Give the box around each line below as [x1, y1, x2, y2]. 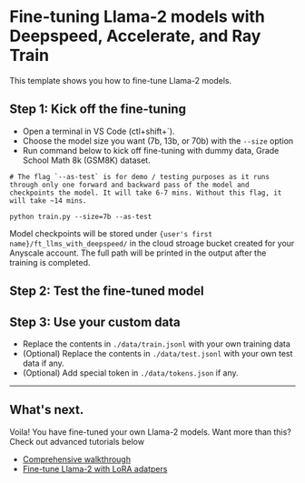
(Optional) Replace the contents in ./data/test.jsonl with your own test [22, 347, 293, 358]
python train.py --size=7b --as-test [9, 212, 152, 221]
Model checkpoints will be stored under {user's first [9, 227, 213, 238]
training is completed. [9, 257, 91, 267]
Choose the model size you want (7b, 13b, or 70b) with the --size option [22, 135, 294, 146]
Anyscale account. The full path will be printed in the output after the [9, 247, 267, 258]
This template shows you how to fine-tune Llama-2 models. [9, 75, 232, 86]
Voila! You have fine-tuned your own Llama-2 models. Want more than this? [9, 426, 292, 438]
